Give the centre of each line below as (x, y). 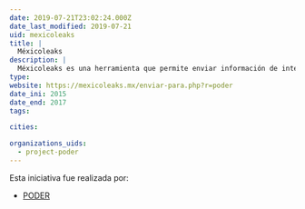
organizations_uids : (49, 144)
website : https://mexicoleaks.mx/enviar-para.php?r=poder (121, 85)
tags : (20, 111)
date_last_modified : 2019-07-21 (70, 26)
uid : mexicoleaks (42, 35)
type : (20, 77)
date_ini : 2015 (38, 94)
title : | (26, 43)
